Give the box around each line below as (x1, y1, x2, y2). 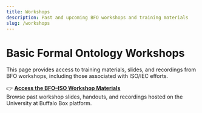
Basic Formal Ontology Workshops (6, 46, 185, 60)
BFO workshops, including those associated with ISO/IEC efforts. (6, 73, 169, 80)
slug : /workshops (6, 20, 50, 26)
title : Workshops (6, 8, 50, 15)
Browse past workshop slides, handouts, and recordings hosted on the (6, 93, 183, 100)
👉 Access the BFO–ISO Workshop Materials (6, 85, 121, 92)
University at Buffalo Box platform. (6, 100, 92, 107)
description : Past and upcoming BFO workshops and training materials (6, 15, 189, 21)
